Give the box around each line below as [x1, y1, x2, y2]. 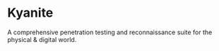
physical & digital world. [7, 35, 77, 43]
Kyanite [7, 5, 54, 21]
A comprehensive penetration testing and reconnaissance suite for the [7, 28, 213, 36]
